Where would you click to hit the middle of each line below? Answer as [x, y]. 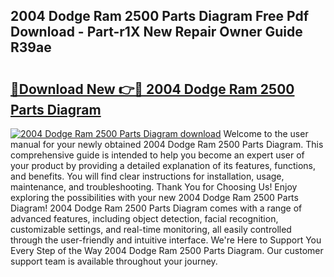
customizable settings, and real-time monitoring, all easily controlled [151, 229]
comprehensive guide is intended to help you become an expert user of [157, 155]
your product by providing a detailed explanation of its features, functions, [163, 165]
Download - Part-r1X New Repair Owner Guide [156, 32]
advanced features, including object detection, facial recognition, [144, 218]
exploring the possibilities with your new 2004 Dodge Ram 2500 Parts [154, 197]
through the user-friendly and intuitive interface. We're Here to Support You [166, 240]
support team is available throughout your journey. [114, 261]
